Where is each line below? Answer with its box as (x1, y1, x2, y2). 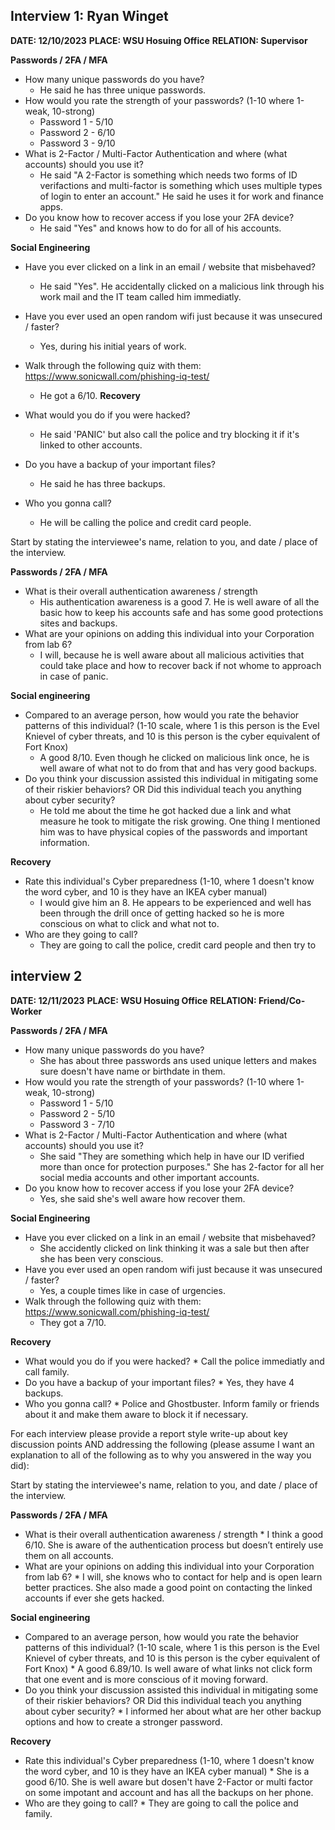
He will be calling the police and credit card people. (39, 516, 252, 528)
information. (39, 836, 90, 848)
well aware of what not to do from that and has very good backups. (39, 762, 318, 774)
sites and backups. (39, 617, 118, 629)
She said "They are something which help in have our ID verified (39, 1150, 305, 1162)
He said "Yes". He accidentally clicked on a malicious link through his (39, 280, 325, 292)
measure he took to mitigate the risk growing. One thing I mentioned (39, 815, 321, 827)
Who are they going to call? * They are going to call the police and (24, 1797, 299, 1809)
